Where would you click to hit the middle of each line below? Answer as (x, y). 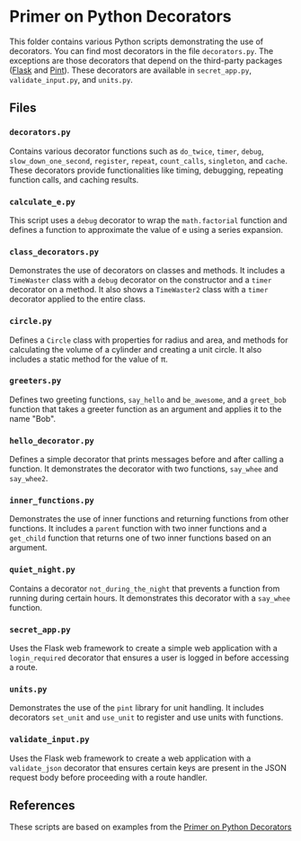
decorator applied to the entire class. (78, 300)
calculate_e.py (43, 201)
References (42, 805)
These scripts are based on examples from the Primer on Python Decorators (150, 827)
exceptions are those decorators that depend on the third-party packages (146, 60)
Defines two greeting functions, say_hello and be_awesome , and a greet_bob (148, 399)
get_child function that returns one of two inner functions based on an (141, 538)
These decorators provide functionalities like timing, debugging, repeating (146, 170)
